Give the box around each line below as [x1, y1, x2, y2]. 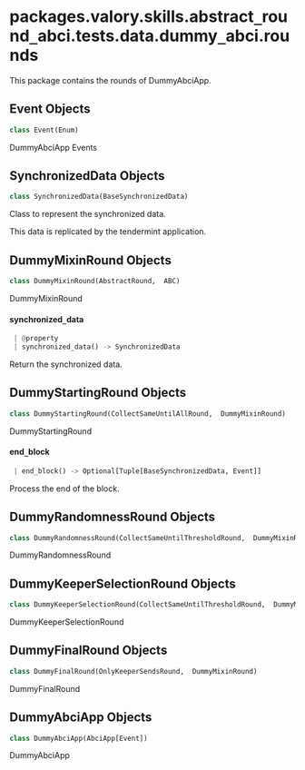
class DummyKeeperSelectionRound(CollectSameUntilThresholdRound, [9, 600, 266, 609]
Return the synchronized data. [9, 359, 123, 370]
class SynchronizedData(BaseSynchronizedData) [9, 192, 189, 202]
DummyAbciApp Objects [9, 710, 152, 726]
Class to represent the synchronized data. [9, 209, 166, 220]
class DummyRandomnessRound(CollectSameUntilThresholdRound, [9, 533, 246, 542]
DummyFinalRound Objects [9, 643, 168, 658]
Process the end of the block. [9, 483, 120, 494]
